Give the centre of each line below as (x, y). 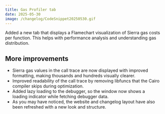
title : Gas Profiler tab (31, 10)
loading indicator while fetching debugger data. (60, 97)
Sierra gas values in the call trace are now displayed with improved (80, 71)
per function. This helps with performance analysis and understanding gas (81, 38)
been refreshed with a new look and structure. (59, 107)
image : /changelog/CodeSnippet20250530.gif (50, 19)
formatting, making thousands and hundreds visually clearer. (74, 76)
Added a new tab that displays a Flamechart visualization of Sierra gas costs (82, 33)
